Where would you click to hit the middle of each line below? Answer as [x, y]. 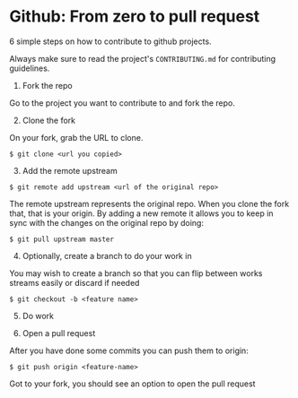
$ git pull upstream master [62, 239]
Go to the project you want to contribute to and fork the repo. [122, 103]
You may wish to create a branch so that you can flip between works [136, 273]
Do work [38, 316]
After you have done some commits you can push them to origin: [129, 350]
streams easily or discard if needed [74, 282]
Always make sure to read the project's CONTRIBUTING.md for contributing [143, 58]
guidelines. [30, 68]
